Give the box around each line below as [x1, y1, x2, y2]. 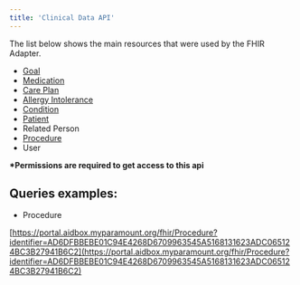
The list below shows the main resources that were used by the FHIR [9, 38, 265, 49]
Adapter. [9, 47, 42, 59]
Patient [22, 113, 50, 124]
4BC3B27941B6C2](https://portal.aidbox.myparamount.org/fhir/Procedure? [9, 246, 290, 258]
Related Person [22, 123, 80, 134]
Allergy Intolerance [22, 94, 93, 105]
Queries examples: [9, 186, 118, 202]
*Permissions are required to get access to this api [9, 159, 204, 170]
